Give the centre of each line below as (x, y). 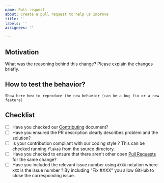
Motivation (22, 52)
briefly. (12, 69)
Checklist (20, 115)
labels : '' (16, 23)
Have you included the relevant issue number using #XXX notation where (85, 164)
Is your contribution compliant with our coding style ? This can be (78, 143)
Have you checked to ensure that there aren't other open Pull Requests (84, 154)
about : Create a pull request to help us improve (57, 14)
